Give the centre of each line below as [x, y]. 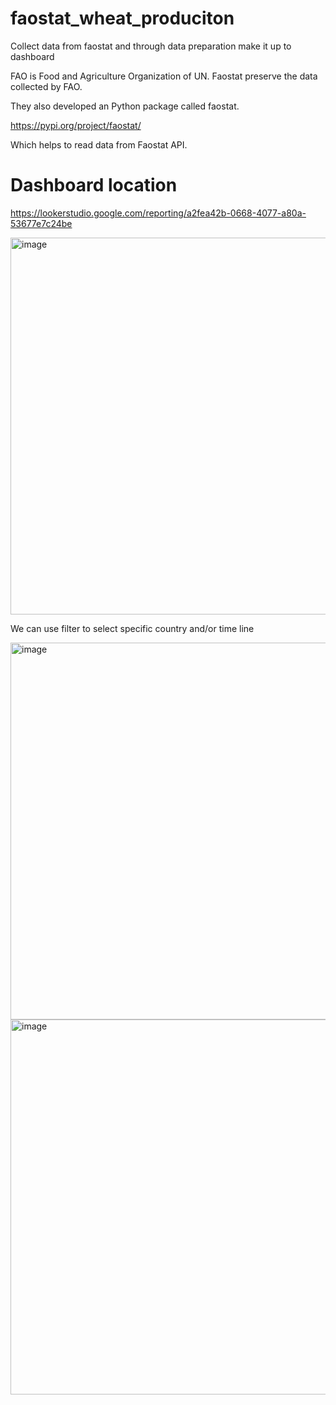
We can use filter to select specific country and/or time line [132, 628]
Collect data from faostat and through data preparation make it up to [151, 46]
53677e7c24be [41, 223]
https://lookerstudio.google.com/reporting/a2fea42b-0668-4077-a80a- [158, 213]
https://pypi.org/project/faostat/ [76, 125]
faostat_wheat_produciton [122, 18]
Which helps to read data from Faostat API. [99, 144]
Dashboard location [94, 185]
